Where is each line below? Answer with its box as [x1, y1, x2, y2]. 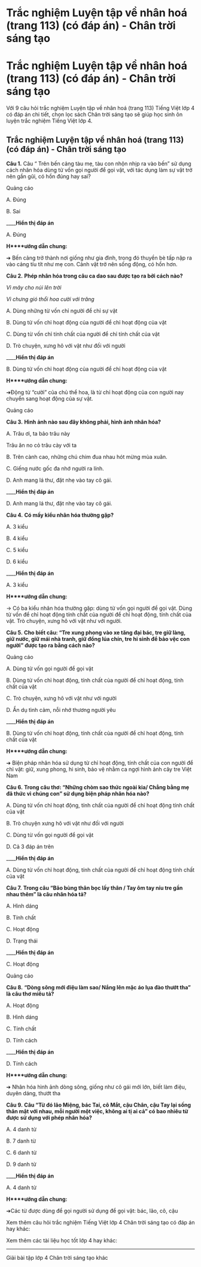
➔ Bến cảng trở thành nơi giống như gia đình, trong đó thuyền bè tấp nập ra [6, 254, 193, 261]
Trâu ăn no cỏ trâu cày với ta [6, 442, 77, 449]
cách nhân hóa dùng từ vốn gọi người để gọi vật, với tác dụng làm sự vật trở [6, 166, 193, 174]
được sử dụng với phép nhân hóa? [6, 1114, 93, 1121]
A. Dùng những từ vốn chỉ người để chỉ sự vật [6, 307, 118, 314]
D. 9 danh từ [6, 1160, 37, 1168]
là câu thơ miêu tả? [6, 990, 54, 997]
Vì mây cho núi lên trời [6, 284, 62, 291]
